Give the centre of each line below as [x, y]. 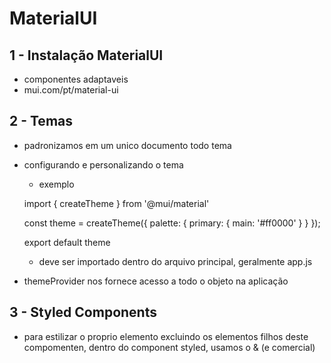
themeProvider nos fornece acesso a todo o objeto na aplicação [156, 281]
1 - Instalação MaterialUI [86, 55]
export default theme [67, 242]
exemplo [56, 184]
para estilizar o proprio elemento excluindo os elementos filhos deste [166, 336]
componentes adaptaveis [76, 79]
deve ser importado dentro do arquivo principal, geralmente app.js [175, 261]
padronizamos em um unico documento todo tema [127, 145]
